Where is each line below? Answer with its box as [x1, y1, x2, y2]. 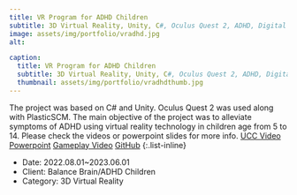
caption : [9, 54, 42, 63]
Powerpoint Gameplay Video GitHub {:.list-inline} [9, 139, 187, 150]
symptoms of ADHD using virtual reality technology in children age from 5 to [9, 121, 287, 131]
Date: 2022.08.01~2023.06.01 [21, 156, 130, 168]
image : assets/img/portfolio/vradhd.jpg [9, 29, 161, 38]
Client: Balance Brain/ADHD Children [21, 166, 156, 176]
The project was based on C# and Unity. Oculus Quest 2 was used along [9, 102, 274, 113]
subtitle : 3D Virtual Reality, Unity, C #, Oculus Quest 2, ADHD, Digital [9, 21, 287, 30]
